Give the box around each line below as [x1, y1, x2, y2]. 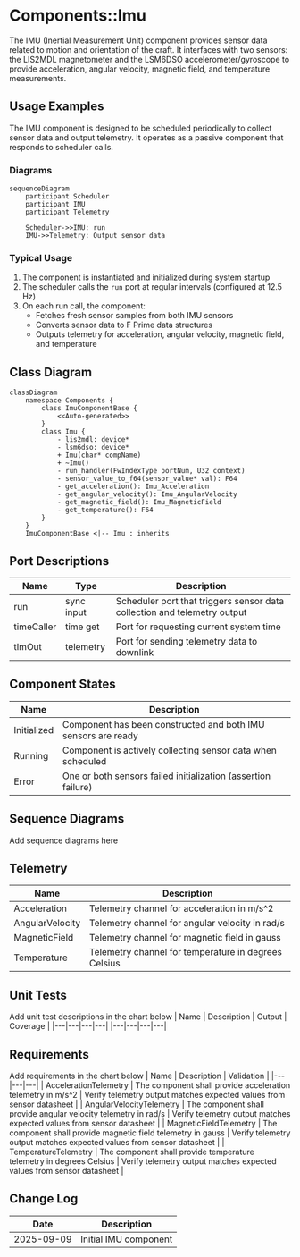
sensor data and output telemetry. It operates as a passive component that [9, 131, 284, 143]
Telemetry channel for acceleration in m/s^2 [88, 902, 274, 915]
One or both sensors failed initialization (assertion [62, 770, 271, 782]
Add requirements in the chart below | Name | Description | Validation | [9, 1070, 270, 1082]
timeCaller [13, 620, 57, 633]
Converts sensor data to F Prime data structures [35, 319, 212, 331]
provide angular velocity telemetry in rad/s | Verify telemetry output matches [9, 1109, 291, 1119]
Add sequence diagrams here [9, 835, 119, 846]
